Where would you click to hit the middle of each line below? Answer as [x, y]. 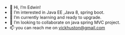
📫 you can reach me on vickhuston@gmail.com [57, 28]
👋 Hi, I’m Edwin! [25, 7]
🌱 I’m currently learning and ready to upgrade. [56, 17]
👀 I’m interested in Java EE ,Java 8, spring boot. [57, 12]
